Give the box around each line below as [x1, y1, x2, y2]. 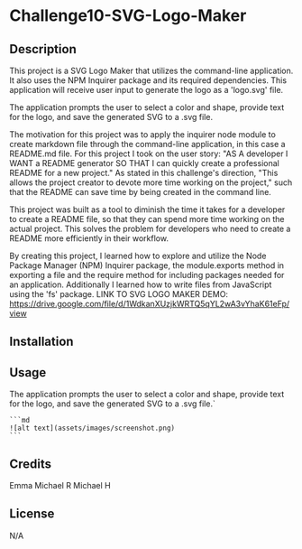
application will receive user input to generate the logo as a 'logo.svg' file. [9, 85, 284, 95]
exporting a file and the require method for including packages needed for [9, 270, 285, 280]
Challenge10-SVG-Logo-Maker [9, 5, 247, 26]
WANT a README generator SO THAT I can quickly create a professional [9, 158, 279, 168]
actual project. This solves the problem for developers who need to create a [9, 223, 291, 234]
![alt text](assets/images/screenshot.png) [9, 423, 176, 433]
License [9, 507, 55, 522]
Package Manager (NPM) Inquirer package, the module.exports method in [9, 260, 285, 271]
